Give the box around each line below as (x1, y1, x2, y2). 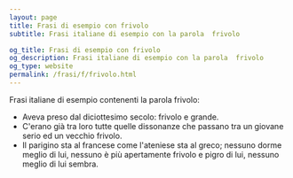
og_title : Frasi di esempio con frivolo (9, 45, 162, 54)
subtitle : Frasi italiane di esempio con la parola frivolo (9, 29, 241, 38)
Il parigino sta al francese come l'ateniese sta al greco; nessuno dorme (21, 139, 282, 151)
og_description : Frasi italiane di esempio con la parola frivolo (9, 54, 265, 63)
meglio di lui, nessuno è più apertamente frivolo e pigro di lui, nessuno (21, 149, 280, 159)
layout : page (9, 12, 58, 22)
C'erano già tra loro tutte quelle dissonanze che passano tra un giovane (21, 120, 284, 131)
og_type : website (9, 62, 74, 71)
